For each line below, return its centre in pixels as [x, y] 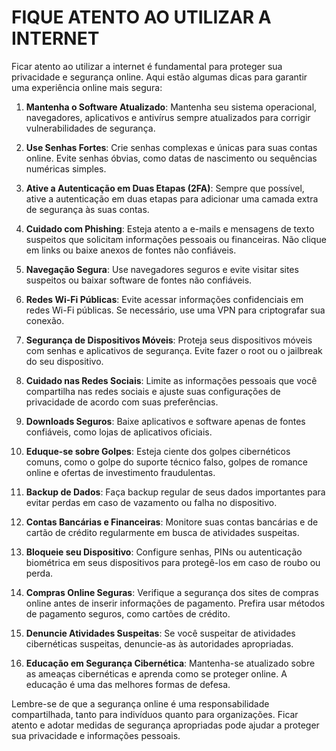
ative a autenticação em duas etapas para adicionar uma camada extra [172, 198]
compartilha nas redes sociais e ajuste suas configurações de [153, 391]
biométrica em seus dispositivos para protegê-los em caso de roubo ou [173, 562]
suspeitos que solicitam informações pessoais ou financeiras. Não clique [176, 239]
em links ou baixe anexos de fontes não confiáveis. [131, 250]
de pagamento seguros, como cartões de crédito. [128, 613]
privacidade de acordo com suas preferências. [122, 402]
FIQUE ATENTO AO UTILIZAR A [141, 17]
